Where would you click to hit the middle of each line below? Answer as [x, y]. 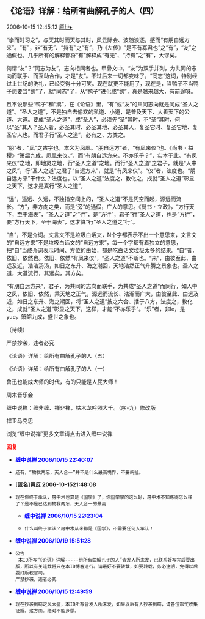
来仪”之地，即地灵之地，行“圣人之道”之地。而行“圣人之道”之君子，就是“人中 [102, 163]
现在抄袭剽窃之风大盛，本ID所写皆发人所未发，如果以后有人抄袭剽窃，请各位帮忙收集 [106, 604]
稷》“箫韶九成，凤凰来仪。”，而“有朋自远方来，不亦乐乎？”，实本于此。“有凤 [102, 155]
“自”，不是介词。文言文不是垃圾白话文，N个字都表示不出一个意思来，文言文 [102, 235]
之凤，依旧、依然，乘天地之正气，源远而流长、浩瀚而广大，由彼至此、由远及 [103, 294]
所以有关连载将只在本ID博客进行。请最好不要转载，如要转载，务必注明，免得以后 [111, 566]
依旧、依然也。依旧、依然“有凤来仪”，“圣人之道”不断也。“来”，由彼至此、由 [102, 258]
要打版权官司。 [31, 573]
